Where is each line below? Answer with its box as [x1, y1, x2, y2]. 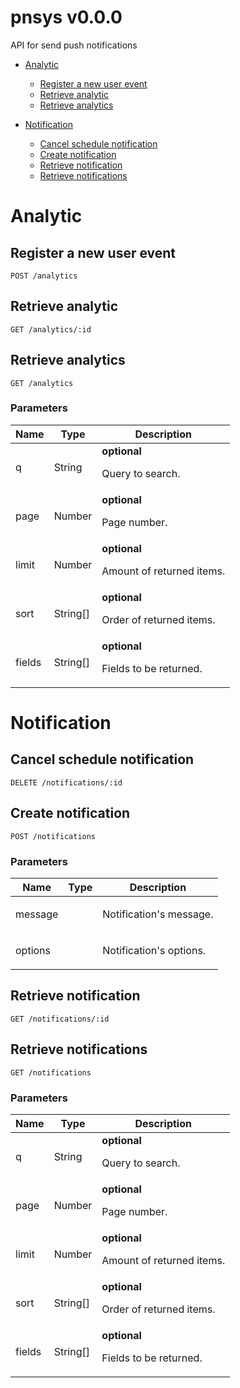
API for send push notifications [10, 39, 138, 51]
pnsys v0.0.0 [10, 6, 123, 29]
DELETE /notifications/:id [10, 777, 123, 788]
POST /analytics [10, 271, 78, 281]
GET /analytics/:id [10, 324, 92, 335]
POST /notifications [10, 831, 97, 841]
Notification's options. [102, 943, 207, 957]
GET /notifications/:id [10, 1014, 110, 1024]
